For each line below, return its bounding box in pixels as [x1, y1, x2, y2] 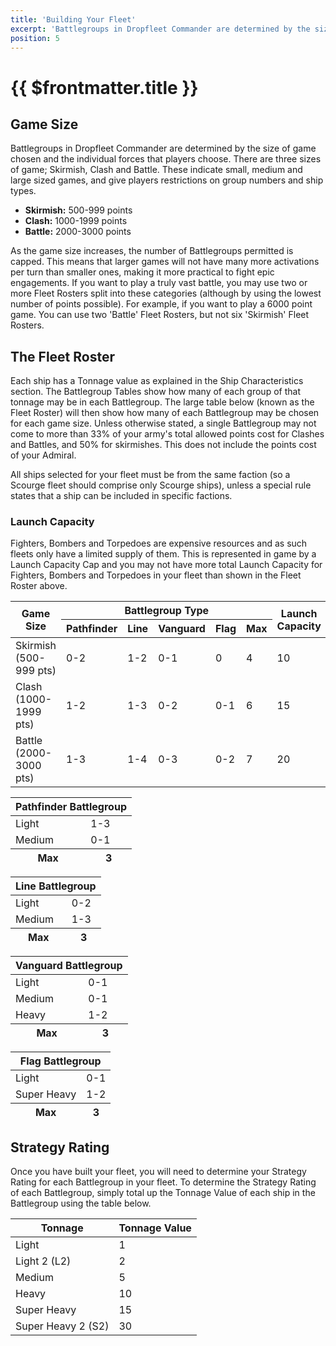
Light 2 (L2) [15, 1254, 72, 1268]
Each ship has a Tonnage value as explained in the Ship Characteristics [10, 375, 304, 387]
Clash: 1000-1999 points [24, 215, 128, 227]
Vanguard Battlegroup [15, 959, 123, 973]
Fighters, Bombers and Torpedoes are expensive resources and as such [10, 537, 308, 550]
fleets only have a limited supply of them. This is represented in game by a [10, 548, 317, 560]
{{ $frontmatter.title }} [10, 76, 199, 99]
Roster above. [10, 580, 68, 592]
